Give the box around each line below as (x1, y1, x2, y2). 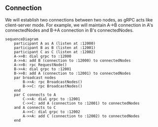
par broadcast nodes (14, 75, 56, 80)
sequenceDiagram (5, 37, 38, 42)
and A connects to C (14, 105, 56, 110)
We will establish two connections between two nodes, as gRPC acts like (5, 17, 153, 22)
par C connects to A (14, 92, 56, 97)
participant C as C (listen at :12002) (14, 49, 96, 54)
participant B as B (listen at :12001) (14, 45, 96, 50)
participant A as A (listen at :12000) (14, 41, 96, 46)
